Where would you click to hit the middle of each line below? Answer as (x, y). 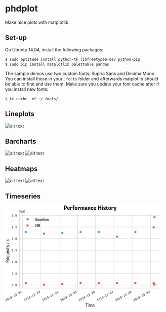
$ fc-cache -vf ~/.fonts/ (32, 99)
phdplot (21, 9)
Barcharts (21, 141)
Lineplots (20, 114)
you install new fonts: (27, 89)
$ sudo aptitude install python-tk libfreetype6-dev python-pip (73, 59)
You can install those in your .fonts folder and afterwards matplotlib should (82, 78)
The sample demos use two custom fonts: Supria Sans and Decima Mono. (80, 73)
